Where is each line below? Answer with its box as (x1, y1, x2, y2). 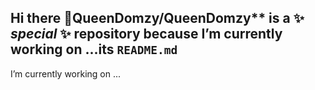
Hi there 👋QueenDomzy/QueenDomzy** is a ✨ (10, 10, 305, 27)
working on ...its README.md (10, 41, 178, 58)
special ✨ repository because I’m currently (10, 26, 283, 43)
